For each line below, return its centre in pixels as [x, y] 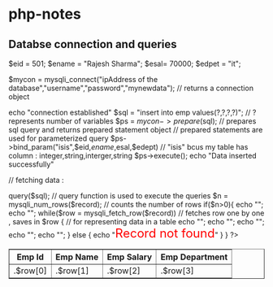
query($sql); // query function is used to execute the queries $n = [119, 196]
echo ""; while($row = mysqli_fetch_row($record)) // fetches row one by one [136, 213]
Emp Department [194, 257]
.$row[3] [178, 271]
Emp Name [77, 257]
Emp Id [30, 257]
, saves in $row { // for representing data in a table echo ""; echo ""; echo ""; [136, 222]
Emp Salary [130, 257]
